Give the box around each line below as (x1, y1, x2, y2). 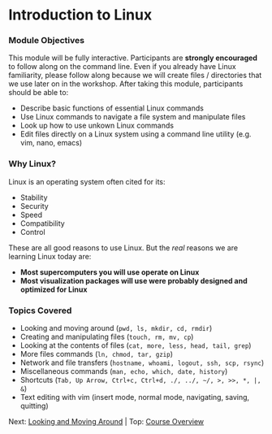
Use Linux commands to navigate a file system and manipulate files (19, 112, 246, 122)
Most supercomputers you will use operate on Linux (19, 267, 200, 277)
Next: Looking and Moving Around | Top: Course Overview (8, 417, 205, 427)
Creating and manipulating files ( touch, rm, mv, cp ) (19, 332, 194, 342)
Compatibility (19, 218, 65, 228)
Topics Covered (8, 305, 72, 316)
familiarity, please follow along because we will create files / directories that (8, 71, 262, 80)
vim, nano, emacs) (19, 138, 83, 148)
